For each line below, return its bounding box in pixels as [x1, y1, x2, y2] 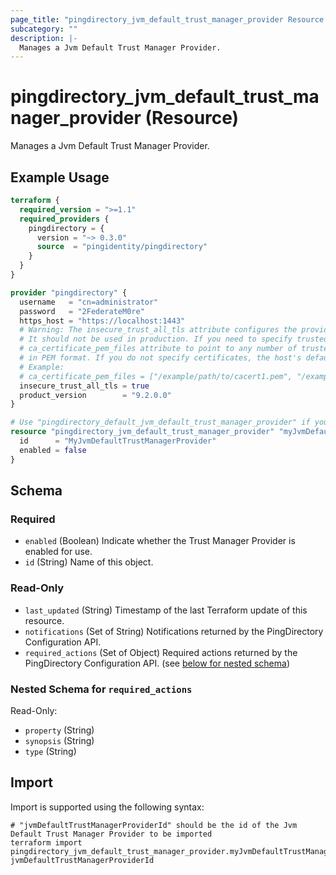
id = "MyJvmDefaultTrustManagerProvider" [19, 436, 217, 446]
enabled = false [19, 445, 87, 455]
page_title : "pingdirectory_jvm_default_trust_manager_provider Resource [10, 14, 325, 25]
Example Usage [10, 169, 110, 186]
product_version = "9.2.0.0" [19, 390, 172, 400]
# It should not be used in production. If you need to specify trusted [19, 334, 329, 345]
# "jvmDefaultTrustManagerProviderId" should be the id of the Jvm [10, 820, 298, 830]
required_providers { [19, 214, 110, 224]
